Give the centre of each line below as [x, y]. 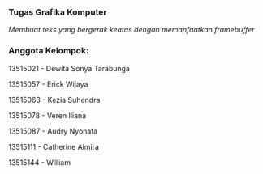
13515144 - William [40, 162]
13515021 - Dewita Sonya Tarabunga [69, 68]
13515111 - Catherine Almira [54, 146]
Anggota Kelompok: [49, 51]
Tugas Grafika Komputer [58, 12]
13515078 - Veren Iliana [47, 115]
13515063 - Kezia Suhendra [54, 100]
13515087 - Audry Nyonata [53, 131]
